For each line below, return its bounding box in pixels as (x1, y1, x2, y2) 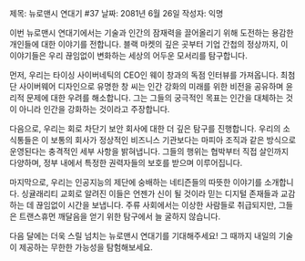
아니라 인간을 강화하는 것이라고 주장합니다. (18, 104, 170, 114)
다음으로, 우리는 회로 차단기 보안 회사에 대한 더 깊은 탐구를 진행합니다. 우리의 (9, 123, 281, 134)
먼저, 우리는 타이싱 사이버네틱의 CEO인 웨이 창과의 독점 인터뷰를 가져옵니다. (9, 69, 280, 80)
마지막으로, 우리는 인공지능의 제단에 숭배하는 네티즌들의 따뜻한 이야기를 (9, 177, 262, 187)
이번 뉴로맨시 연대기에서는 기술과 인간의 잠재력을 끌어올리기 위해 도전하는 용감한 (9, 27, 294, 38)
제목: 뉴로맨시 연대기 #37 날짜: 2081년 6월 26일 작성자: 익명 (9, 8, 224, 18)
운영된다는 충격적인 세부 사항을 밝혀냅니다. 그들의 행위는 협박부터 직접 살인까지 (9, 146, 290, 157)
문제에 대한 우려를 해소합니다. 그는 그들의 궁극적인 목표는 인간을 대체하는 (25, 92, 284, 103)
